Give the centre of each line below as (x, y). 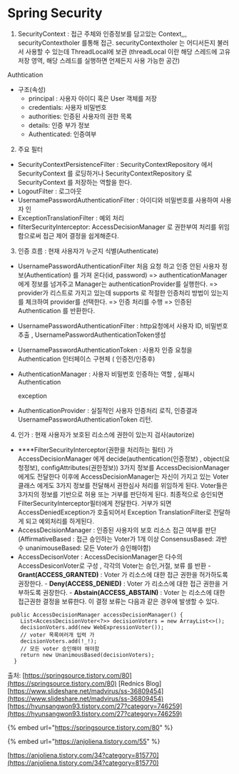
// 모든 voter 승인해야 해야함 (60, 648)
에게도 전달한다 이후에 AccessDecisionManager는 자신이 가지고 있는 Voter (123, 477)
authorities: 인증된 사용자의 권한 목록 (80, 116)
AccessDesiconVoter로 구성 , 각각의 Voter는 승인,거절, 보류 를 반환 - (114, 566)
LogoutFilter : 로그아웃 (50, 191)
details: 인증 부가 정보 (59, 125)
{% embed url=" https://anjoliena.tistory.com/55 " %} (84, 741)
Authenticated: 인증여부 (62, 134)
